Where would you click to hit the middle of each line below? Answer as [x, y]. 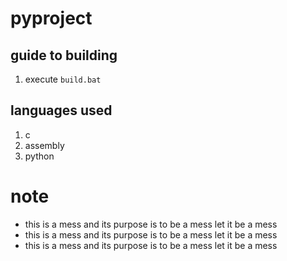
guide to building [64, 55]
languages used [61, 110]
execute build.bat [63, 79]
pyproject [51, 18]
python [39, 156]
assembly [44, 145]
